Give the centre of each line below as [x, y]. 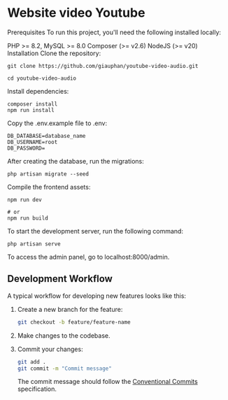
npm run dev [24, 200]
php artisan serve [34, 244]
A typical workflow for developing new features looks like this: [97, 296]
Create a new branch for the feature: [70, 309]
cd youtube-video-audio [42, 78]
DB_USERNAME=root [33, 142]
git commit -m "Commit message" [64, 369]
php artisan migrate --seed [48, 174]
